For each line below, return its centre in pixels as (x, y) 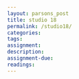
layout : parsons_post (38, 13)
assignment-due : (30, 58)
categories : (24, 33)
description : (26, 52)
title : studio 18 (32, 20)
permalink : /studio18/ (39, 26)
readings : (21, 65)
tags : (15, 39)
